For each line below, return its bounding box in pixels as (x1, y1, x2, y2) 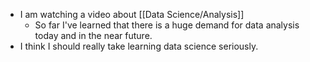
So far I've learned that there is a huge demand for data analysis (34, 19, 300, 31)
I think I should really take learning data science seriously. (19, 40, 259, 52)
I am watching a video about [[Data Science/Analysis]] (19, 9, 245, 20)
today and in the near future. (34, 30, 153, 41)
